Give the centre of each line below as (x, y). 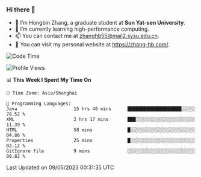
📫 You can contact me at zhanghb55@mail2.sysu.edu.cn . (87, 36)
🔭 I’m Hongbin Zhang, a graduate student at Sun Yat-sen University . (100, 23)
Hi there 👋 (21, 10)
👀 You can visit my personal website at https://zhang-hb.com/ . (92, 45)
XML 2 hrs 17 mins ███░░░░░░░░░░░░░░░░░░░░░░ (101, 120)
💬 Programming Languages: (39, 104)
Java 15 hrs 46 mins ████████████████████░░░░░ (101, 109)
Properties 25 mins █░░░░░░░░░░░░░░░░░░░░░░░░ (101, 141)
